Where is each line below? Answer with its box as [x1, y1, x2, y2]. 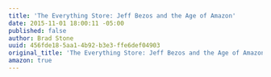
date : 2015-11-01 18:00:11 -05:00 [8, 19, 125, 27]
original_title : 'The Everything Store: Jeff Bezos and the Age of [8, 49, 240, 57]
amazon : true [8, 57, 52, 65]
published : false [8, 26, 67, 34]
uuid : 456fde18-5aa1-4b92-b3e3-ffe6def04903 [8, 42, 161, 50]
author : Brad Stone [8, 34, 74, 43]
